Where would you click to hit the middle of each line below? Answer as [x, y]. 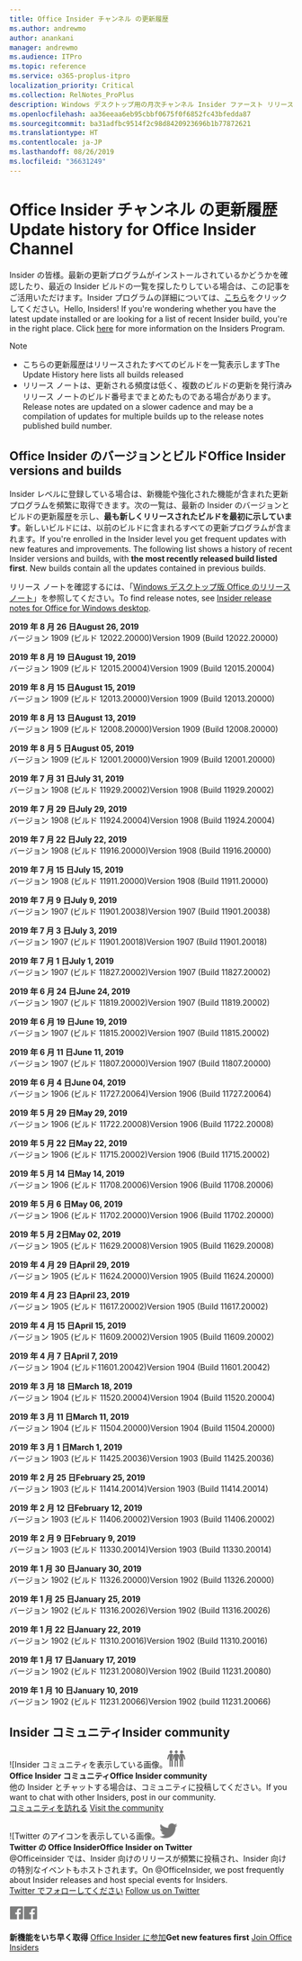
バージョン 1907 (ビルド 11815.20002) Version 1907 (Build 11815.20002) [139, 1033]
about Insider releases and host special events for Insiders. [119, 1880]
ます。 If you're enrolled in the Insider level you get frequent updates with [151, 538]
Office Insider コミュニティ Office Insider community [108, 1776]
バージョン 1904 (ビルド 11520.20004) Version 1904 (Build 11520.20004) [142, 1397]
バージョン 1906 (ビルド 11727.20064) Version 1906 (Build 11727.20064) [141, 1093]
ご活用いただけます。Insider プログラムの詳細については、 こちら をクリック [148, 297]
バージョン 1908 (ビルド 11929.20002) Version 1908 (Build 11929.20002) [142, 790]
